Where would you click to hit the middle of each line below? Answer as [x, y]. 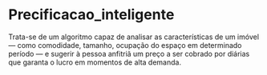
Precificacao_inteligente [91, 15]
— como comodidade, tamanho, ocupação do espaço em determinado [125, 45]
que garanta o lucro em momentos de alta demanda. [95, 62]
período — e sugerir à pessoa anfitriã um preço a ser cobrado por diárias [129, 53]
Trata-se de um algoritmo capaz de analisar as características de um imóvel [133, 37]
